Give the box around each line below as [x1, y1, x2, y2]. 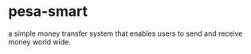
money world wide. [8, 37, 72, 46]
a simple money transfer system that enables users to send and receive [8, 29, 243, 38]
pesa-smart [8, 2, 88, 21]
